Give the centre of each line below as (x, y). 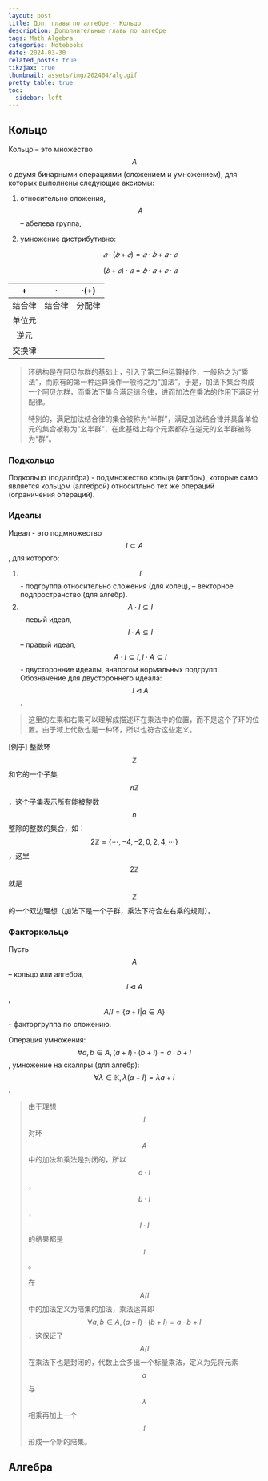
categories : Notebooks (46, 46)
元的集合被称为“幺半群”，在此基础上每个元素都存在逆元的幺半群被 (136, 429)
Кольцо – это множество (51, 150)
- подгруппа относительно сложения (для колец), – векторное (127, 586)
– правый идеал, (48, 644)
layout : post (30, 16)
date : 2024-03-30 (37, 53)
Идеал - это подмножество (55, 532)
